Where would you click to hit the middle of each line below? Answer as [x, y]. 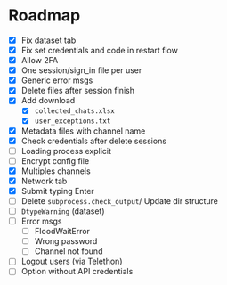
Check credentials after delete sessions [93, 141]
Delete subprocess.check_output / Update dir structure [120, 200]
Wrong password [66, 241]
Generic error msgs [57, 80]
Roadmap [45, 16]
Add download [48, 101]
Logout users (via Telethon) [72, 261]
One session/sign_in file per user [81, 70]
